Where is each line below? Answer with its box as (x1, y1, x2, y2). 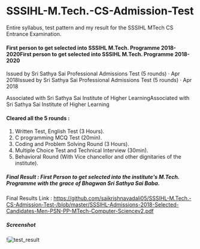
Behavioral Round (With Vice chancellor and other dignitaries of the (14, 153, 181, 160)
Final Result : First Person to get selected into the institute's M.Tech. (6, 173, 180, 180)
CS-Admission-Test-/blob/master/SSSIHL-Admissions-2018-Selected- (6, 201, 179, 208)
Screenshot (6, 221, 36, 228)
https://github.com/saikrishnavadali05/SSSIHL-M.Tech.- (53, 195, 192, 202)
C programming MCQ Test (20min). (14, 134, 102, 141)
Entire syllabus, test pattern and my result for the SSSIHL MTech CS (6, 24, 174, 31)
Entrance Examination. (6, 30, 62, 37)
